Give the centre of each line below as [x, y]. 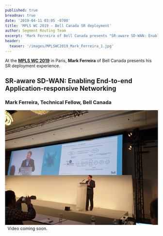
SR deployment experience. [33, 66]
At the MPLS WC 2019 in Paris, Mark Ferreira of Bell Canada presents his [78, 60]
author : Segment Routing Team [36, 31]
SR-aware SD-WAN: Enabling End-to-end [69, 81]
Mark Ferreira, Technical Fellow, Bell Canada [58, 102]
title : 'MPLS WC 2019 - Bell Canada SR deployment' [58, 26]
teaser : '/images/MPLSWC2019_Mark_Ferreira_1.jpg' [62, 46]
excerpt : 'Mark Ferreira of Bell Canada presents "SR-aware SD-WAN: [76, 36]
